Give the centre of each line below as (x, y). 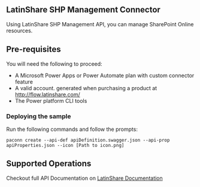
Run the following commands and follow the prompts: (72, 129)
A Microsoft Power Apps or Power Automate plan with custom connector (104, 75)
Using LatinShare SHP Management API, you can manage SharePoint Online (100, 24)
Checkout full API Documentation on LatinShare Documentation (84, 178)
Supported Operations (49, 164)
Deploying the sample (39, 116)
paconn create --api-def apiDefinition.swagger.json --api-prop (88, 140)
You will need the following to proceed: (54, 64)
